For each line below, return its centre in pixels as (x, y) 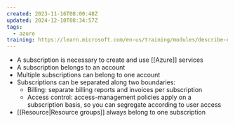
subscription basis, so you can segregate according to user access (124, 105)
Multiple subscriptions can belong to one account (88, 75)
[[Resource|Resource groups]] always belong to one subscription (111, 112)
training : (21, 40)
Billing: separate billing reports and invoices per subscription (115, 90)
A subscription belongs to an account (71, 67)
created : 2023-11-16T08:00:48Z (52, 14)
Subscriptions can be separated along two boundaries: (96, 82)
